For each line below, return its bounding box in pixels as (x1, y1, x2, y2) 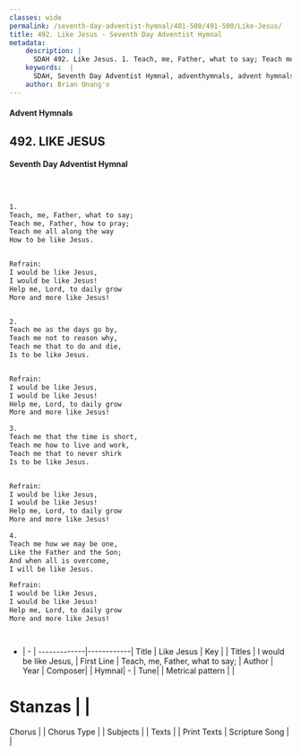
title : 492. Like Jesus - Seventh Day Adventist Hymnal (9, 30, 222, 39)
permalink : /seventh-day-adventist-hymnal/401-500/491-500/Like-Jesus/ (9, 22, 282, 31)
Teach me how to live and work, (9, 441, 130, 450)
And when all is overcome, (9, 556, 110, 566)
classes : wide (9, 13, 63, 22)
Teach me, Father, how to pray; (9, 219, 130, 228)
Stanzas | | (9, 697, 91, 716)
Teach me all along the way (9, 227, 115, 236)
